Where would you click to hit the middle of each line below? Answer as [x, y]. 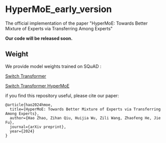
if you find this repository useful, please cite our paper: [62, 95]
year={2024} [22, 131]
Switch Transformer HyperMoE [37, 86]
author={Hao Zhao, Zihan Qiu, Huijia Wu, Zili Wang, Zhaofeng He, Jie [85, 118]
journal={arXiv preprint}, [38, 127]
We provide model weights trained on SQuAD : [53, 66]
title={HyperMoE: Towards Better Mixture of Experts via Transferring [85, 109]
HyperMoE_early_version [59, 9]
